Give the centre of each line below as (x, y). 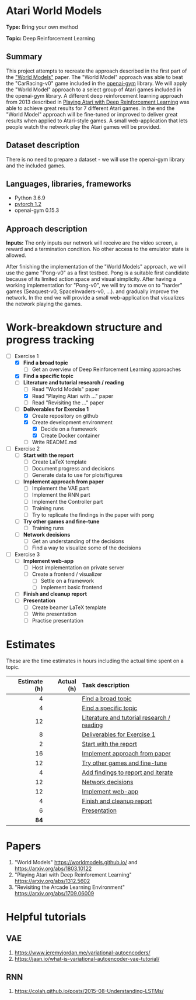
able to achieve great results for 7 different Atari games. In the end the (90, 108)
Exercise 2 (27, 449)
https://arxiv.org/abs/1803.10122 (53, 868)
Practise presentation (57, 620)
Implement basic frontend (72, 587)
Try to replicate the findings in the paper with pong (93, 515)
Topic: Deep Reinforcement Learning (50, 38)
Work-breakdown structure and (84, 327)
